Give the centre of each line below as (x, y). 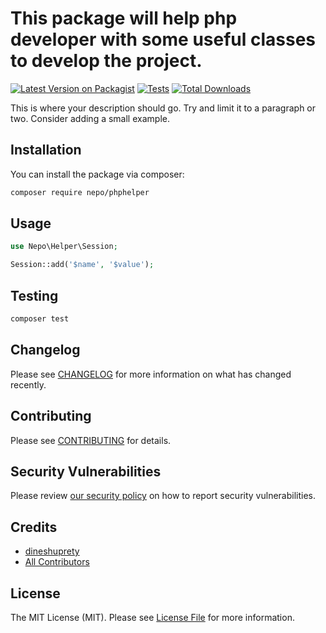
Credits (34, 527)
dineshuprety (52, 551)
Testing (34, 295)
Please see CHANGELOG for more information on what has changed (151, 374)
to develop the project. (106, 61)
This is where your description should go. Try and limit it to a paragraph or (163, 108)
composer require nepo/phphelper (80, 192)
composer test (40, 319)
